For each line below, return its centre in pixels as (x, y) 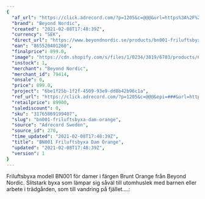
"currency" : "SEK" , (37, 35)
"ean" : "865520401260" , (42, 46)
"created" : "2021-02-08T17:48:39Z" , (58, 29)
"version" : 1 (28, 153)
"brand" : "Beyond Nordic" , (46, 23)
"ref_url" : (26, 97)
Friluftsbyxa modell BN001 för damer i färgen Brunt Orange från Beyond (96, 176)
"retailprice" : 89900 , (41, 102)
